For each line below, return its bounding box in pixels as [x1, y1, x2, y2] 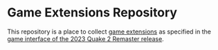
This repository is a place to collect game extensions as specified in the [7, 27, 211, 36]
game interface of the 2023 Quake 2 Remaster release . [7, 34, 164, 42]
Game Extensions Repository [7, 5, 178, 21]
